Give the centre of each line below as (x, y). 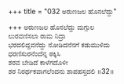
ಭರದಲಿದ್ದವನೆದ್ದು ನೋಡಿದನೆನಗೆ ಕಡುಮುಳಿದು (59, 45)
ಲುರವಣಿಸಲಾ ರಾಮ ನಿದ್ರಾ (37, 36)
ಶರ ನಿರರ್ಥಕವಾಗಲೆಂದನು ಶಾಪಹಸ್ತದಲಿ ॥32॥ (61, 71)
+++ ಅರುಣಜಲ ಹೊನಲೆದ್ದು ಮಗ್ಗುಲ (51, 27)
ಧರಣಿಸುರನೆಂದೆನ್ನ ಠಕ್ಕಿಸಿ (35, 53)
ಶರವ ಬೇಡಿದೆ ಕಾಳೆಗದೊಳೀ (38, 62)
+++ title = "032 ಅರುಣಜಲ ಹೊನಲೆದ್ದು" (62, 11)
